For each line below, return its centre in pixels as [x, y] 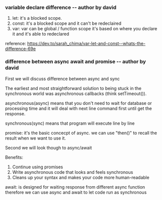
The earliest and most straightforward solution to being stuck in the [73, 88]
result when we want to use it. [36, 138]
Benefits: [14, 157]
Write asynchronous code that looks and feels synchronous [73, 172]
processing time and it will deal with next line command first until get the [79, 108]
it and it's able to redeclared [41, 34]
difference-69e [20, 49]
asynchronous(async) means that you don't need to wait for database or [79, 103]
